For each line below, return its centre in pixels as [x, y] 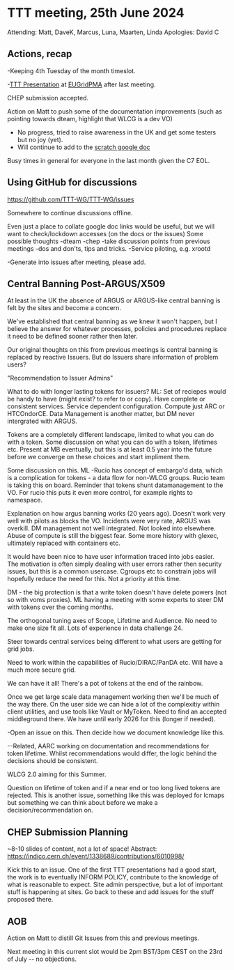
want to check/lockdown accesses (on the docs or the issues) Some [106, 233]
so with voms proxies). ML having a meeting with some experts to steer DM [116, 600]
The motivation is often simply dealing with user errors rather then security [115, 564]
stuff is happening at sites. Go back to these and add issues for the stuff [111, 892]
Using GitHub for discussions [72, 183]
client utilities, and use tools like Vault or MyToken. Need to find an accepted [117, 711]
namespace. [25, 500]
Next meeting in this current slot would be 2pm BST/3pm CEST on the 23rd [115, 952]
